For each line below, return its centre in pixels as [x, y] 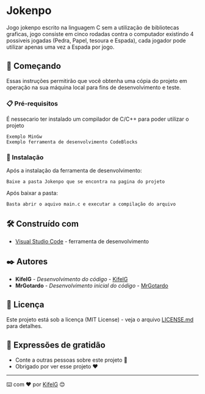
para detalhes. [24, 326]
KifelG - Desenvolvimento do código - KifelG [71, 279]
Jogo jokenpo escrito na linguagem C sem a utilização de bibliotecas [93, 27]
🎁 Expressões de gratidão [56, 345]
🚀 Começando [34, 66]
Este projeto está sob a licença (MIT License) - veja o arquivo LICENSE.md [100, 319]
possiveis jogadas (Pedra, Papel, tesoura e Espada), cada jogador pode [96, 40]
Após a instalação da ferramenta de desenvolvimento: [74, 171]
